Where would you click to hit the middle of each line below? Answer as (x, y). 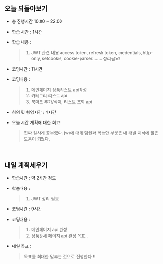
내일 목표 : (21, 246)
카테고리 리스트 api (49, 95)
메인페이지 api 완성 (49, 229)
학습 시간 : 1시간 (27, 32)
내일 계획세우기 (26, 165)
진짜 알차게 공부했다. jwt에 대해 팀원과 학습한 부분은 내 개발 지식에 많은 (91, 132)
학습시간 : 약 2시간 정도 (34, 178)
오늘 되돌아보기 (26, 9)
